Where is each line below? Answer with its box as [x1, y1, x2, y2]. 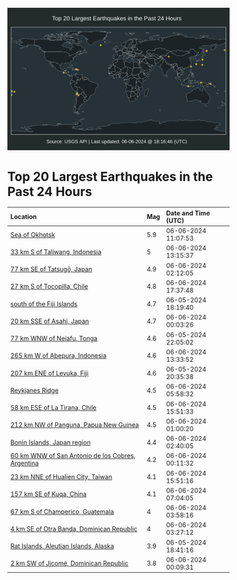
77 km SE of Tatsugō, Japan [10, 265, 93, 274]
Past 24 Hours [7, 183, 92, 200]
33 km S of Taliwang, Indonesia [10, 248, 102, 256]
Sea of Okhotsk [10, 230, 55, 238]
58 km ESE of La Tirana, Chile [10, 404, 97, 412]
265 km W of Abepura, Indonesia [10, 351, 107, 360]
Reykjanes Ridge [10, 386, 59, 394]
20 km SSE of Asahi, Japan [10, 317, 90, 325]
